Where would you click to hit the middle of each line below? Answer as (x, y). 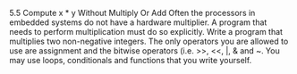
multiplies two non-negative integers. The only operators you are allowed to (149, 41)
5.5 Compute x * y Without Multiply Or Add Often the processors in (132, 13)
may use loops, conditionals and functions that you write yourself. (131, 60)
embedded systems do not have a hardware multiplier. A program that (138, 22)
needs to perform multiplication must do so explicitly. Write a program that (146, 32)
